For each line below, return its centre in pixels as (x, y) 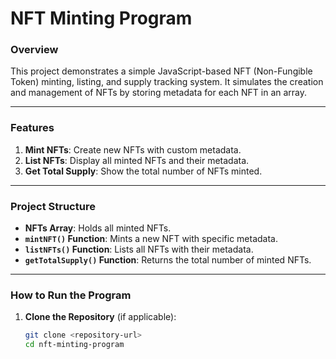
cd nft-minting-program (74, 345)
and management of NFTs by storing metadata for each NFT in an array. (159, 93)
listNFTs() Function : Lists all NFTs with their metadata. (139, 249)
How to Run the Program (71, 295)
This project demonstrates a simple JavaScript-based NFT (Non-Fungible (161, 71)
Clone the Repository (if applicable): (100, 317)
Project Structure (53, 206)
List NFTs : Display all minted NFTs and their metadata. (137, 160)
